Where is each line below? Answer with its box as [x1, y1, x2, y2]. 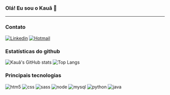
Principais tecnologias [5, 72, 62, 79]
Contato [5, 24, 26, 31]
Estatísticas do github [5, 47, 60, 55]
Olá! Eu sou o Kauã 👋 [5, 5, 57, 12]
